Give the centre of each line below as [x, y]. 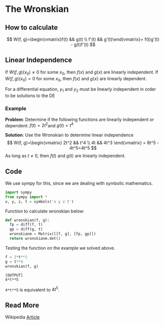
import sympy [19, 192]
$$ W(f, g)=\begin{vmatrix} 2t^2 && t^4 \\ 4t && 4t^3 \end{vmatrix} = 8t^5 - [83, 143]
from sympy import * [26, 197]
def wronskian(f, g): [27, 220]
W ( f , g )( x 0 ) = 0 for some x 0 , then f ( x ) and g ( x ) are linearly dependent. [76, 79]
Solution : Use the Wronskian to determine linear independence [69, 135]
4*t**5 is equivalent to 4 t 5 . [32, 289]
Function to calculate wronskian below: [45, 211]
